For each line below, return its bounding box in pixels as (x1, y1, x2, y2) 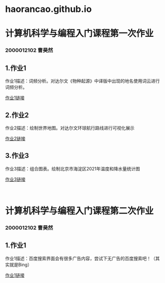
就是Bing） (9, 262, 32, 268)
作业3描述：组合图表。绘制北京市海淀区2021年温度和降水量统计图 (5, 165, 141, 171)
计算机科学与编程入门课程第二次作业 (5, 205, 154, 216)
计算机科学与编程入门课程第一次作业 (5, 28, 154, 39)
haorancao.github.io (5, 3, 92, 15)
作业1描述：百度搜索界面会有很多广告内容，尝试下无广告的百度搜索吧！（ (5, 255, 156, 261)
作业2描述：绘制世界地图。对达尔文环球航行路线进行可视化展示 (5, 125, 135, 131)
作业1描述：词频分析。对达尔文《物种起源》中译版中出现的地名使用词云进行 (5, 78, 160, 84)
